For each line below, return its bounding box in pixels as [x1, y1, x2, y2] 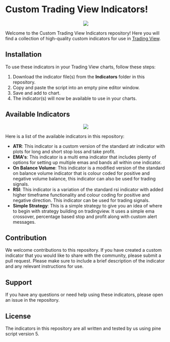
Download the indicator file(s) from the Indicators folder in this [12, 73, 145, 80]
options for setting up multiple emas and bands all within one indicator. [12, 159, 162, 165]
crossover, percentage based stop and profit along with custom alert [12, 213, 157, 220]
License [5, 312, 31, 321]
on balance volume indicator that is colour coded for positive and [12, 170, 150, 176]
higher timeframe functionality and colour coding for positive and [12, 192, 150, 198]
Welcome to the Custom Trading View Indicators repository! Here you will [5, 30, 160, 36]
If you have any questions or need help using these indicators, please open [5, 292, 163, 298]
